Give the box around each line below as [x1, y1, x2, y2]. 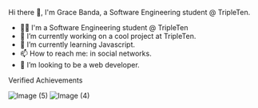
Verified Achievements [8, 75, 83, 85]
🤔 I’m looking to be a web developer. [19, 60, 140, 69]
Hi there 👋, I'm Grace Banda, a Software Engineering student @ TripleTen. [8, 8, 251, 17]
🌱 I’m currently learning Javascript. [19, 40, 136, 49]
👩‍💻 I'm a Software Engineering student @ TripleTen [19, 23, 189, 32]
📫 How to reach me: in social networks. [19, 48, 152, 58]
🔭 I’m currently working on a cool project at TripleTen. [19, 32, 196, 40]
